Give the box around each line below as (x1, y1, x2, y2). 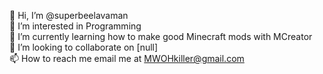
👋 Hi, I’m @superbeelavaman (9, 10, 129, 21)
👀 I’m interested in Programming (9, 20, 142, 32)
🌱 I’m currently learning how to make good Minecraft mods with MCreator (9, 31, 313, 42)
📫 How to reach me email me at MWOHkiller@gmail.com (9, 53, 245, 64)
